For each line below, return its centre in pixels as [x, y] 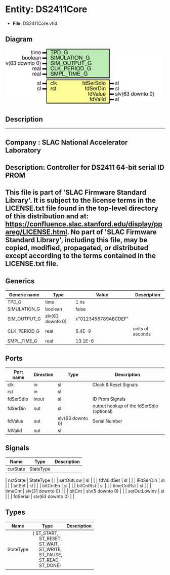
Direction [44, 375]
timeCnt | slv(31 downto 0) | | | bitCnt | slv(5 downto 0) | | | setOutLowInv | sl [85, 491]
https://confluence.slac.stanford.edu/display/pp [84, 224]
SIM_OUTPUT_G [24, 319]
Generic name [24, 294]
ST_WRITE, [50, 549]
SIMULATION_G [24, 309]
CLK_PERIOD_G [24, 331]
